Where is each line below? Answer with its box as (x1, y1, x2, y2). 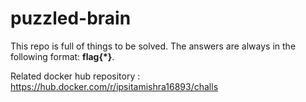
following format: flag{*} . (10, 50, 115, 62)
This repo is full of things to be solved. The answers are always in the (10, 40, 297, 52)
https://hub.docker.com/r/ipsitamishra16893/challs (10, 80, 219, 92)
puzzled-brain (10, 7, 132, 30)
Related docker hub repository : (10, 70, 141, 82)
